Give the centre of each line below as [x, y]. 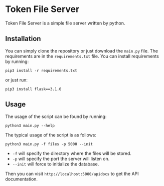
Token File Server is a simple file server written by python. [65, 23]
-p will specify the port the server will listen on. [61, 158]
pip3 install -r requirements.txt [41, 70]
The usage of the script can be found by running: [56, 116]
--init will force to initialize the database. [56, 164]
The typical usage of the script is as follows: [51, 135]
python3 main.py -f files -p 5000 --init [49, 144]
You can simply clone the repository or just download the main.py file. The [81, 50]
